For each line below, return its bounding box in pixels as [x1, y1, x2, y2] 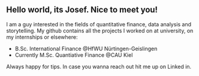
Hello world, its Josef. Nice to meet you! [6, 5, 158, 15]
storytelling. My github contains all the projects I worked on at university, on [6, 27, 194, 34]
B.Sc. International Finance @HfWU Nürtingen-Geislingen [14, 45, 158, 52]
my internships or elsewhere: [6, 33, 78, 41]
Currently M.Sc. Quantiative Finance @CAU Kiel [14, 51, 133, 59]
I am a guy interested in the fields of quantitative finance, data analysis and [6, 20, 192, 28]
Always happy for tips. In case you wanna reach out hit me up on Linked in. [6, 63, 192, 70]
